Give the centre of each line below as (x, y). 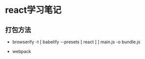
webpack (21, 51)
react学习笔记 (33, 10)
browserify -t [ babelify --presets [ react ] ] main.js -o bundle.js (76, 42)
